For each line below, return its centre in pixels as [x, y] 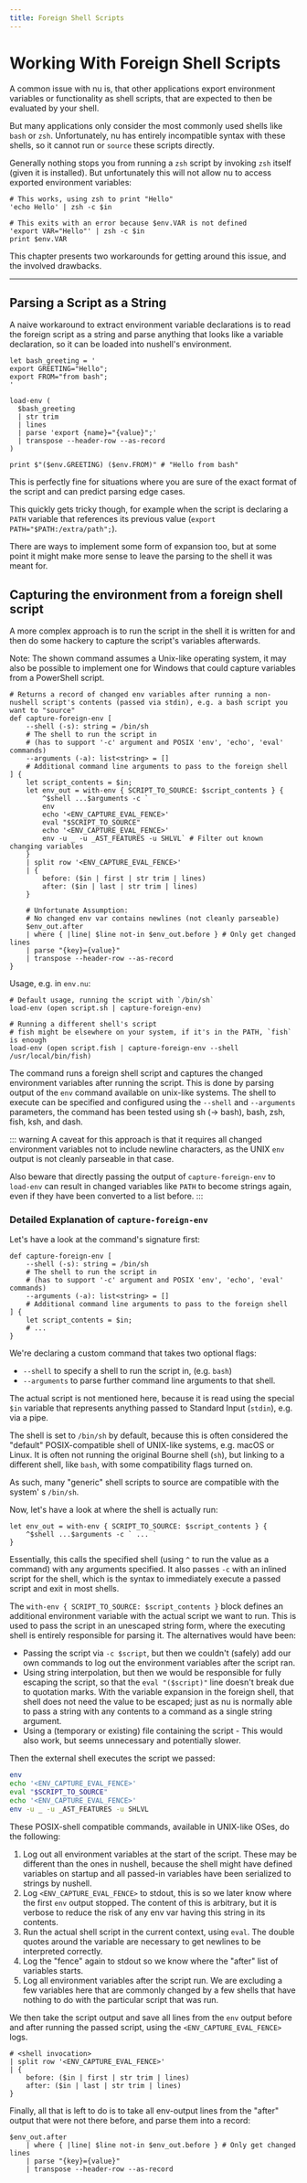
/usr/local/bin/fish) [51, 1057]
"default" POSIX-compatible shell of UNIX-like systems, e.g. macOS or [142, 1445]
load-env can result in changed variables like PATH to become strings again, [151, 1187]
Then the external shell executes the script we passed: [112, 1758]
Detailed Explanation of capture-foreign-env [109, 1219]
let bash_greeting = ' [53, 361]
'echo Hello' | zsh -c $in [61, 207]
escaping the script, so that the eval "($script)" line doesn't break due [158, 1682]
